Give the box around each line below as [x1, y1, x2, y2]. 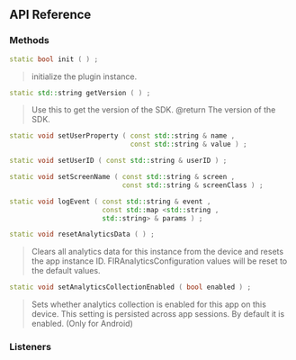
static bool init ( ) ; [9, 54, 99, 64]
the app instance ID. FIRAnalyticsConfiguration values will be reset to [31, 256, 288, 266]
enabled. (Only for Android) [31, 319, 133, 329]
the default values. [31, 265, 101, 276]
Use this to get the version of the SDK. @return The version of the [31, 104, 276, 115]
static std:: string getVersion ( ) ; [9, 88, 151, 97]
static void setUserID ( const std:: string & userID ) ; [9, 157, 228, 166]
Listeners [9, 341, 52, 354]
